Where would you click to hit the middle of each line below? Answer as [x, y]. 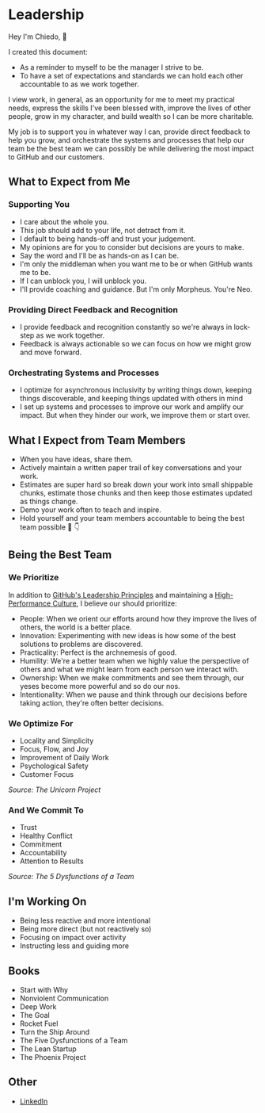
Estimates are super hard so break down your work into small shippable [136, 484]
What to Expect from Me [69, 182]
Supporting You [39, 205]
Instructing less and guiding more [74, 946]
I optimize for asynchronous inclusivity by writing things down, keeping [135, 390]
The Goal [34, 1015]
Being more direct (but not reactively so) [85, 929]
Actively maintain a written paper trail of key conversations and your [131, 468]
